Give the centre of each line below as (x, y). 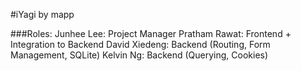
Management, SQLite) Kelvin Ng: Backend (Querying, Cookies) (139, 55)
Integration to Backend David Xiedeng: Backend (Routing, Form (140, 44)
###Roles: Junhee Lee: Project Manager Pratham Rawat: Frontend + (151, 33)
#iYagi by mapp (42, 14)
